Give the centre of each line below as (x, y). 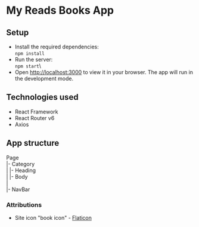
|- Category (21, 164)
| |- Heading (21, 170)
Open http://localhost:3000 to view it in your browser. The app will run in (104, 72)
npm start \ (28, 66)
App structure (33, 143)
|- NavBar (18, 189)
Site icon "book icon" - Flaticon (53, 217)
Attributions (24, 205)
